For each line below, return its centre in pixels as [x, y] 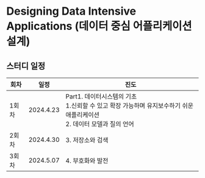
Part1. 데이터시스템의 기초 [101, 96]
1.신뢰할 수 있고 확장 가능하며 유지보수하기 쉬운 [130, 106]
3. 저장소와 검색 [87, 140]
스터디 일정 [26, 66]
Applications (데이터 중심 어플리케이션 [99, 26]
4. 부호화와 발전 [87, 161]
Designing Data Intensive [71, 11]
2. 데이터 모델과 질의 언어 [100, 124]
